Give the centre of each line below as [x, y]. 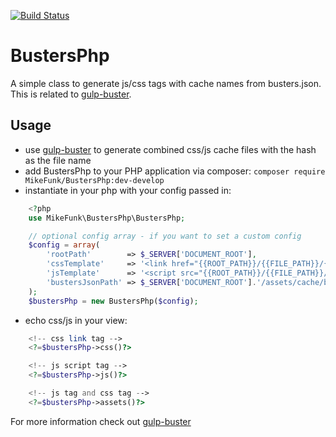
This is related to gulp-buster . [71, 94]
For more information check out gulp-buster [101, 421]
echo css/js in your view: [76, 320]
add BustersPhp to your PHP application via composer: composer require [175, 171]
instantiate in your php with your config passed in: [128, 190]
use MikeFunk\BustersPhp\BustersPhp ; [107, 218]
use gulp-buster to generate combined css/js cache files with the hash [170, 149]
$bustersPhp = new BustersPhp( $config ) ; [113, 301]
